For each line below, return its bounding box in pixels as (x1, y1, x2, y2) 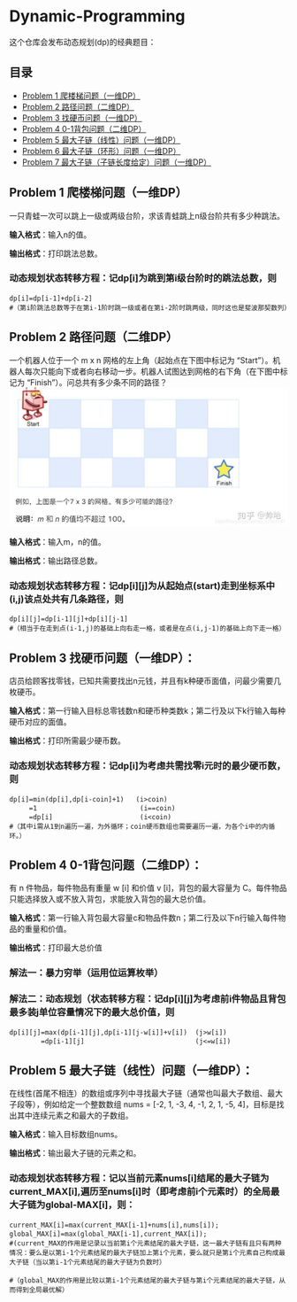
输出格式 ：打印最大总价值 (9, 942, 103, 953)
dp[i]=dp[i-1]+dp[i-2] (9, 294, 93, 303)
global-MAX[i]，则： (45, 1198, 135, 1211)
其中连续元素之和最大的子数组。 (16, 1110, 133, 1121)
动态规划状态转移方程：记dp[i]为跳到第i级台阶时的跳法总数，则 (9, 272, 277, 284)
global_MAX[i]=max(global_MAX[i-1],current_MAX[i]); (9, 1229, 208, 1238)
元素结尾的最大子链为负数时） (73, 1258, 166, 1267)
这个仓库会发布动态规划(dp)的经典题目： (9, 36, 156, 47)
